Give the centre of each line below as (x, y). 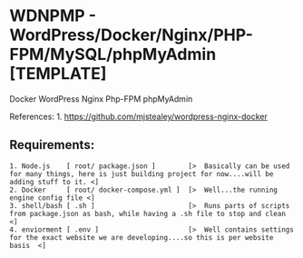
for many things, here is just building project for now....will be (142, 174)
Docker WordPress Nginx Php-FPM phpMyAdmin (101, 99)
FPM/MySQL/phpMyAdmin (113, 55)
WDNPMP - (53, 16)
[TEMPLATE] (58, 74)
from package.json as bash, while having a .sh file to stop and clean (147, 213)
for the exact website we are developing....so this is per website (142, 237)
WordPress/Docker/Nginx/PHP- (132, 35)
